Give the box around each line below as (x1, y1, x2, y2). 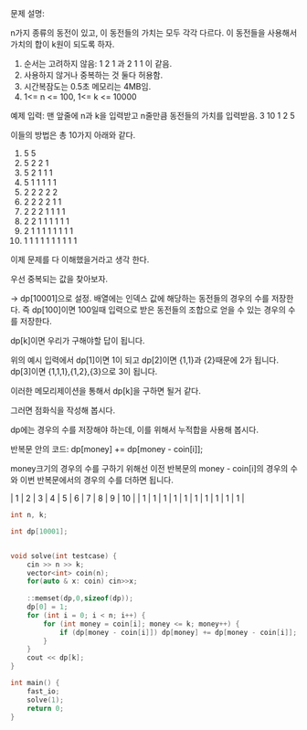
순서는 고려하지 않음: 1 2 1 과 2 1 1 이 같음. (23, 58, 173, 69)
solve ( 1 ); (26, 695, 65, 704)
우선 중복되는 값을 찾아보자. (10, 273, 109, 284)
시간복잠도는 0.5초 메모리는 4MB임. (23, 81, 152, 91)
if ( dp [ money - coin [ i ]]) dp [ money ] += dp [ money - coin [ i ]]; (58, 628, 298, 637)
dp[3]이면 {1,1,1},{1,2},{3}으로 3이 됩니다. (10, 366, 158, 376)
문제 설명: (10, 8, 45, 18)
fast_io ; (26, 686, 60, 696)
